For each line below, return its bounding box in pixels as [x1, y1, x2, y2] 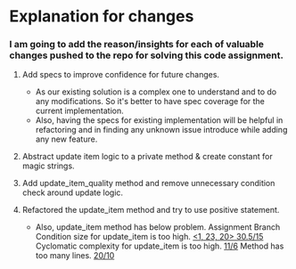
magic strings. [21, 160, 75, 171]
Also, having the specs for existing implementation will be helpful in [35, 115, 284, 126]
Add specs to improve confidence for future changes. [21, 69, 220, 80]
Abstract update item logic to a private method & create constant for [21, 151, 274, 162]
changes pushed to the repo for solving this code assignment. [9, 49, 284, 61]
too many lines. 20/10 [35, 250, 115, 261]
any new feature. [35, 134, 98, 144]
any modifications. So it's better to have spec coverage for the [35, 96, 266, 107]
